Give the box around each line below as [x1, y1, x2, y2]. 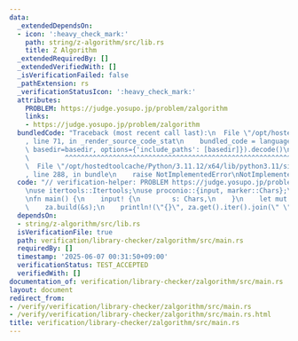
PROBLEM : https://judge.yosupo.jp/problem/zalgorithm [25, 104, 228, 113]
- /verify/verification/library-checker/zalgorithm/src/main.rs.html [9, 310, 272, 320]
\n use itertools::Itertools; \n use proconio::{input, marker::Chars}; [25, 186, 288, 195]
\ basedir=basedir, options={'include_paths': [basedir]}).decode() [25, 145, 284, 154]
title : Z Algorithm [25, 46, 98, 55]
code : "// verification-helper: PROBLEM [17, 178, 169, 187]
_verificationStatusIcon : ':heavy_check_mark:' [17, 87, 197, 96]
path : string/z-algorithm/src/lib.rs [25, 37, 165, 47]
